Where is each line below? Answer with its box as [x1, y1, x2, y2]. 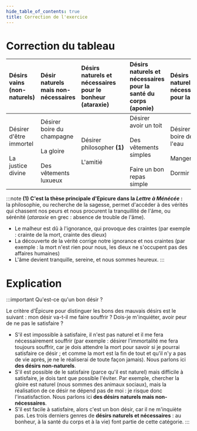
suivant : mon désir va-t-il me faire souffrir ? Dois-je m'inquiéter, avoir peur [6, 314, 187, 321]
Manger [169, 155, 192, 163]
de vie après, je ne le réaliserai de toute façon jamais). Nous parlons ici [14, 356, 186, 363]
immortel [9, 140, 34, 148]
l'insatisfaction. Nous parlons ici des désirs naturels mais [14, 394, 154, 401]
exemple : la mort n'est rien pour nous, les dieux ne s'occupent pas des [14, 244, 188, 251]
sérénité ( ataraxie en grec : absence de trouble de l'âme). [6, 214, 145, 221]
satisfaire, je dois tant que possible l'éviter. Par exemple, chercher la [14, 375, 180, 382]
